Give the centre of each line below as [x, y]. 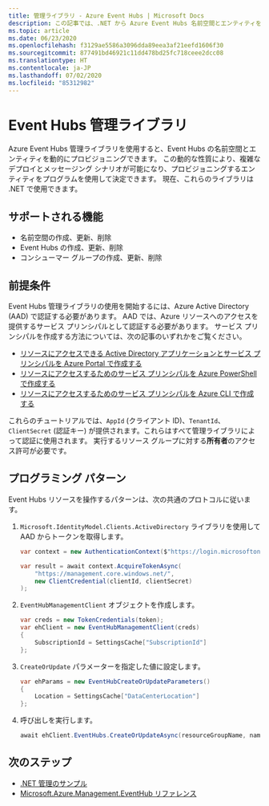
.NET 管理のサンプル [54, 783]
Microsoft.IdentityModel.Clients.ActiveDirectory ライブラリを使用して [140, 526]
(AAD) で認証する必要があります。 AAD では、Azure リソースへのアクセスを [133, 316]
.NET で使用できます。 [45, 189]
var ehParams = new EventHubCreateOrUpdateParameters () [115, 682]
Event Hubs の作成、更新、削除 [72, 248]
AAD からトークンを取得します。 [74, 536]
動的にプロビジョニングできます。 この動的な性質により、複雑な [155, 159]
